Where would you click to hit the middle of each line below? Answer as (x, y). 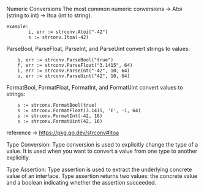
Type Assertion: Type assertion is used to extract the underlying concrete (99, 169)
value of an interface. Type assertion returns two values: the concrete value (102, 176)
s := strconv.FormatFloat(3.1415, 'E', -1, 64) (79, 110)
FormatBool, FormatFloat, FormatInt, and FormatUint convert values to (95, 87)
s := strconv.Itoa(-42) (59, 37)
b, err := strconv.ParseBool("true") (66, 60)
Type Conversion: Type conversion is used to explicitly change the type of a (102, 144)
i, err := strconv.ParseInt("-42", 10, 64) (74, 71)
